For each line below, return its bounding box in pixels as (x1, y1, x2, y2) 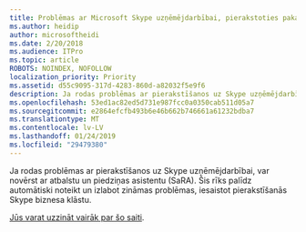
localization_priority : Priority (9, 73, 137, 82)
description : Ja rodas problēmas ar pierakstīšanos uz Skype (9, 89, 247, 98)
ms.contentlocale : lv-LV (9, 124, 104, 133)
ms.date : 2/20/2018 (9, 38, 84, 48)
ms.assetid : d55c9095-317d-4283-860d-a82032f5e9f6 (9, 81, 206, 90)
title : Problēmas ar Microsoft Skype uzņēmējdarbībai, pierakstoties (9, 13, 280, 23)
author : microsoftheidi (9, 30, 100, 39)
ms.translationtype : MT (9, 115, 100, 124)
